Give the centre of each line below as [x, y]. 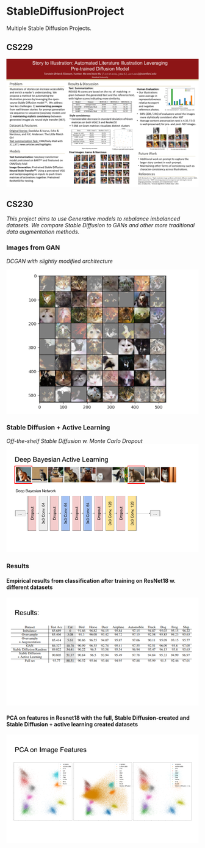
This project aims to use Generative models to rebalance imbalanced [93, 219]
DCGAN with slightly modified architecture [59, 261]
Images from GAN [33, 247]
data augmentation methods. [43, 232]
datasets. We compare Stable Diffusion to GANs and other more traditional [101, 225]
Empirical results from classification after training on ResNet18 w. [91, 580]
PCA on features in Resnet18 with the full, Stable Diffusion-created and [98, 718]
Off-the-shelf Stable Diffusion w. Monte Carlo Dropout [74, 440]
